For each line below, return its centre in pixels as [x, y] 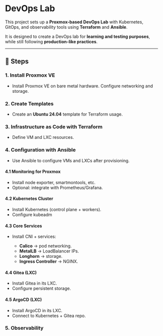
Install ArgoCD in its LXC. [37, 310]
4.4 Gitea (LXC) [21, 272]
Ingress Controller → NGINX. [49, 261]
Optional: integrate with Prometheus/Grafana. [57, 187]
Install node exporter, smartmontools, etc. [54, 182]
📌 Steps [17, 61]
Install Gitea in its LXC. [34, 283]
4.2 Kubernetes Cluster [29, 199]
